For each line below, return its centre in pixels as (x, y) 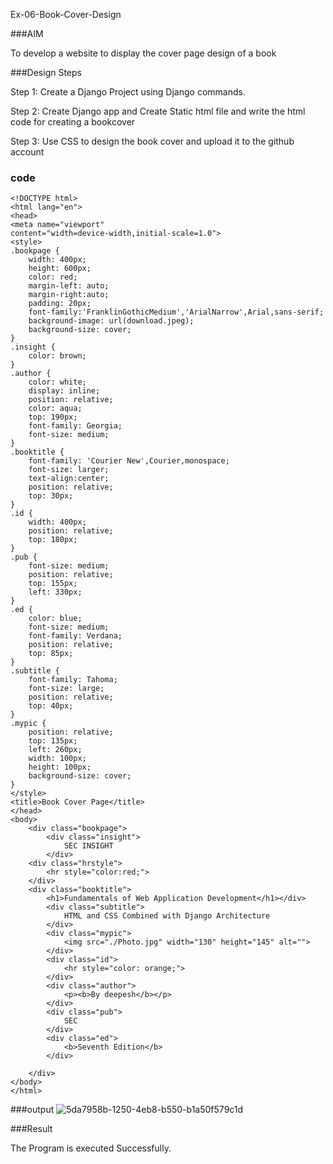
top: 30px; (51, 496)
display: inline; (64, 391)
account (27, 152)
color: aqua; (55, 409)
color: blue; (55, 619)
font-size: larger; (69, 470)
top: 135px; (53, 741)
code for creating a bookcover (73, 122)
